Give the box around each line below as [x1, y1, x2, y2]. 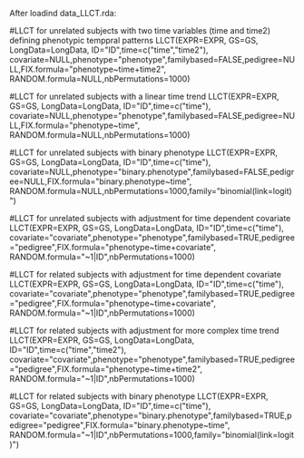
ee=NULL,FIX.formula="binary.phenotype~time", [9, 176, 192, 187]
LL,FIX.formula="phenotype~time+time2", [9, 63, 167, 74]
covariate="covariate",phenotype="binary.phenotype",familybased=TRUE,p [9, 410, 292, 421]
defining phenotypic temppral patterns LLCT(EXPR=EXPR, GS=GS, [9, 35, 259, 45]
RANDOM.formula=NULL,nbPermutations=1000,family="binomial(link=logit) [9, 186, 292, 196]
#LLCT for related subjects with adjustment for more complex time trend [9, 326, 279, 336]
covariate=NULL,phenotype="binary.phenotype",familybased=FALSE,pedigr [9, 167, 295, 177]
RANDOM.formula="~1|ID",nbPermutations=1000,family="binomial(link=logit [9, 430, 295, 440]
